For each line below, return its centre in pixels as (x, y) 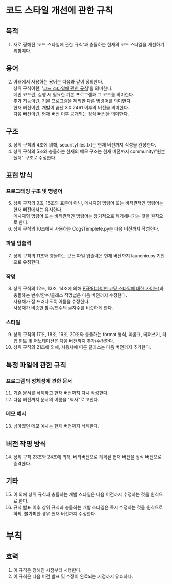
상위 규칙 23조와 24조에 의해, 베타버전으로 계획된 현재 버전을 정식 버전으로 (88, 457)
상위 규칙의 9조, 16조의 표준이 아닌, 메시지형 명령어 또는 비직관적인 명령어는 (88, 203)
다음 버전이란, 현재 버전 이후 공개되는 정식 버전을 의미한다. (71, 114)
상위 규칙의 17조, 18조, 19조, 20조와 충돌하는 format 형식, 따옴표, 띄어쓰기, (87, 335)
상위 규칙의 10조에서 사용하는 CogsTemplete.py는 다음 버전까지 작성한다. (86, 229)
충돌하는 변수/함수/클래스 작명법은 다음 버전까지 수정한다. (70, 295)
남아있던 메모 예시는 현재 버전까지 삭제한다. (56, 426)
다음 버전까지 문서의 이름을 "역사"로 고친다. (56, 399)
